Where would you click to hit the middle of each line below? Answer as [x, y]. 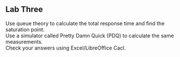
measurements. [24, 41]
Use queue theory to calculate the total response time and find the [85, 23]
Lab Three [24, 9]
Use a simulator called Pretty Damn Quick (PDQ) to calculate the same [90, 35]
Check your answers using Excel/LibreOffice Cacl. [66, 48]
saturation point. [25, 29]
